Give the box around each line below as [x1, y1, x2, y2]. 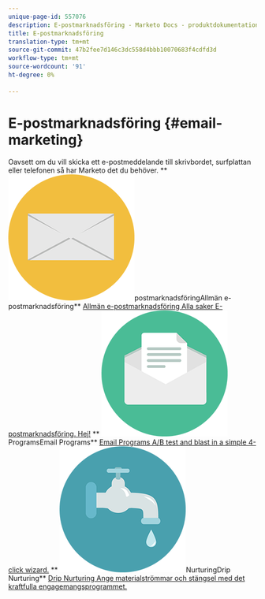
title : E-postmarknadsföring [8, 29, 104, 37]
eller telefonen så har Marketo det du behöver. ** [8, 166, 168, 175]
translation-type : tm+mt [8, 38, 90, 46]
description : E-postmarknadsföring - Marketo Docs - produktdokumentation [8, 20, 259, 29]
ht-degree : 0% [8, 71, 55, 79]
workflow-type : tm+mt [8, 54, 80, 62]
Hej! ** [77, 429, 100, 438]
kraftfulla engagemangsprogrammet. [8, 582, 128, 591]
